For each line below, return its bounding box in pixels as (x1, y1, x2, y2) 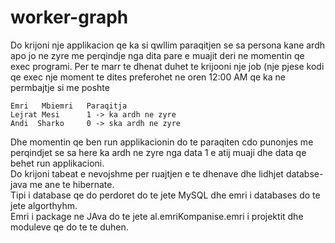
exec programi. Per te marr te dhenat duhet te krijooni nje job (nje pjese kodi (10, 60, 325, 72)
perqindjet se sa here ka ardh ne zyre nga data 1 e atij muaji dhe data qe (10, 146, 307, 158)
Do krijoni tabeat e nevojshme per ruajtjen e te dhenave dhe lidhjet (10, 167, 284, 180)
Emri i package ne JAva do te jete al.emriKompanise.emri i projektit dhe (10, 210, 304, 222)
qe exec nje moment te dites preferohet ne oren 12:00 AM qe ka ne (10, 71, 286, 83)
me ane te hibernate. (29, 178, 115, 190)
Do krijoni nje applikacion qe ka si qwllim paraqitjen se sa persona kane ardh (10, 39, 326, 51)
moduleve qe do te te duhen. (10, 221, 129, 233)
